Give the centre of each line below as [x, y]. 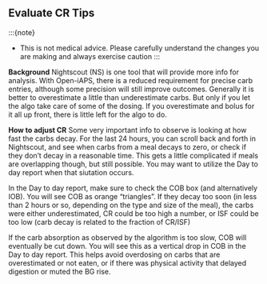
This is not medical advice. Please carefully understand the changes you [139, 48]
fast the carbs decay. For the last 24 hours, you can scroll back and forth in [132, 138]
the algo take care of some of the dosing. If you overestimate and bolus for [132, 106]
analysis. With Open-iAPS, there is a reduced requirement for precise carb [131, 80]
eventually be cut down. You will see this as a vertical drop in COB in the [127, 246]
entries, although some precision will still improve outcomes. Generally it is [131, 89]
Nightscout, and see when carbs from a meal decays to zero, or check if [127, 146]
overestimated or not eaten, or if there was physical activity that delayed [128, 262]
